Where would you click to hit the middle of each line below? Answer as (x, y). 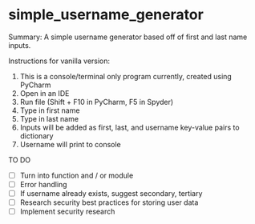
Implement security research (67, 212)
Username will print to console (71, 144)
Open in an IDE (45, 93)
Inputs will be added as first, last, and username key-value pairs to (130, 127)
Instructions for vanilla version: (59, 61)
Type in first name (50, 110)
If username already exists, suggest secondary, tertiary (111, 194)
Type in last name (49, 118)
